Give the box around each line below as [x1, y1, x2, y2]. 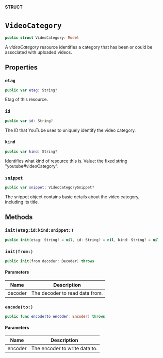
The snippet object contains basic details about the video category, [5, 194, 140, 200]
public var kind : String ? [5, 149, 57, 154]
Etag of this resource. [5, 97, 49, 102]
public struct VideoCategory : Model [5, 35, 79, 40]
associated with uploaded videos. [5, 49, 72, 55]
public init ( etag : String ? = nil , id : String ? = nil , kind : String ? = [5, 238, 151, 242]
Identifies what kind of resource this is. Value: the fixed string [5, 158, 128, 164]
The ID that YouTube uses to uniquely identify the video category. [5, 127, 136, 133]
